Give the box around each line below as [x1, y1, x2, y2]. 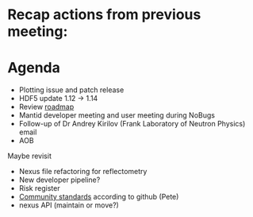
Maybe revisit [7, 151, 52, 161]
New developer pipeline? [18, 175, 101, 184]
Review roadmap [18, 102, 75, 112]
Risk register [18, 184, 60, 193]
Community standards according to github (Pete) [18, 192, 179, 202]
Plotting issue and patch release [18, 85, 125, 95]
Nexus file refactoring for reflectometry [18, 167, 148, 176]
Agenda [7, 59, 60, 77]
